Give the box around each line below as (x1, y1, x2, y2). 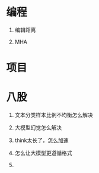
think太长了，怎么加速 (14, 137, 69, 144)
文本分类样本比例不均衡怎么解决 (14, 112, 93, 119)
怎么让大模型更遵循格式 (14, 150, 72, 157)
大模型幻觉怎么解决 (14, 124, 62, 131)
